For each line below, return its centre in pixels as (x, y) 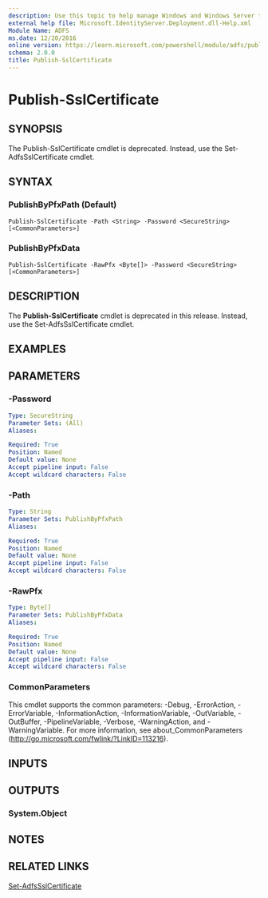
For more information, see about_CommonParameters (155, 730)
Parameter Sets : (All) (46, 423)
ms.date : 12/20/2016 (43, 38)
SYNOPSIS (35, 129)
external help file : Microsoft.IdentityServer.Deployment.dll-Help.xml (130, 23)
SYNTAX (31, 182)
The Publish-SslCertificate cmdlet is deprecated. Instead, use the (116, 148)
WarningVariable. (37, 730)
